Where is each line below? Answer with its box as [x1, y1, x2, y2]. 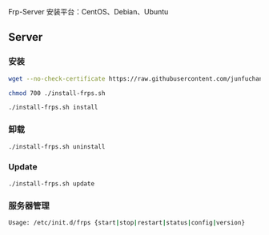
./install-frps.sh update [8, 179, 94, 188]
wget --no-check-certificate [8, 74, 106, 82]
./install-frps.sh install [8, 103, 98, 112]
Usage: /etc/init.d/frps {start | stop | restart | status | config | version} [8, 218, 246, 226]
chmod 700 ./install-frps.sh [8, 89, 106, 98]
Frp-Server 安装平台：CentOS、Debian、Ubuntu [8, 7, 169, 16]
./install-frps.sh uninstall [8, 142, 106, 150]
